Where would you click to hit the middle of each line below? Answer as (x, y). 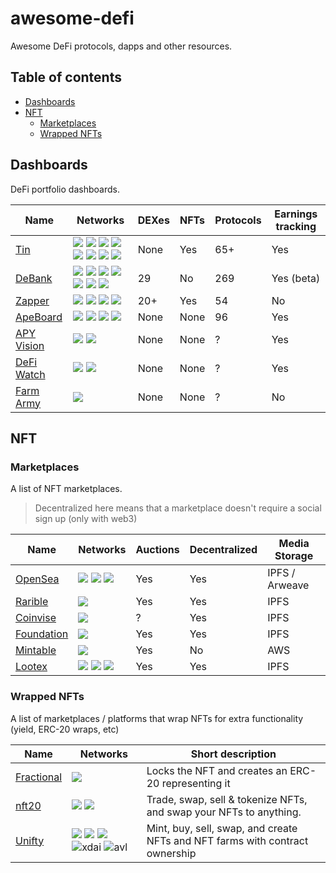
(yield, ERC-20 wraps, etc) (65, 729)
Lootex (31, 667)
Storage (294, 556)
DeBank (34, 278)
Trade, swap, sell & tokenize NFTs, (227, 799)
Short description (233, 754)
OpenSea (37, 579)
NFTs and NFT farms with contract (227, 840)
